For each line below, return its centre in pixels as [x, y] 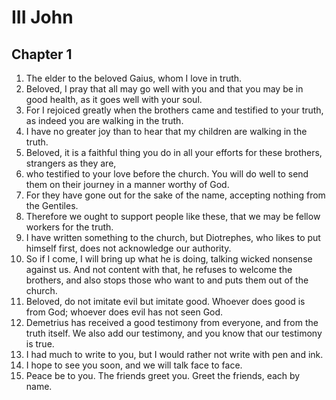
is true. [40, 344]
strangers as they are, [71, 163]
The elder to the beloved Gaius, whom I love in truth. [134, 78]
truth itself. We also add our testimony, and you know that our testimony [174, 333]
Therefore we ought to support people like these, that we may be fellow [173, 216]
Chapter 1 [42, 54]
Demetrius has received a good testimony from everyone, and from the [172, 322]
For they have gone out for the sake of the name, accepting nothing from [175, 195]
